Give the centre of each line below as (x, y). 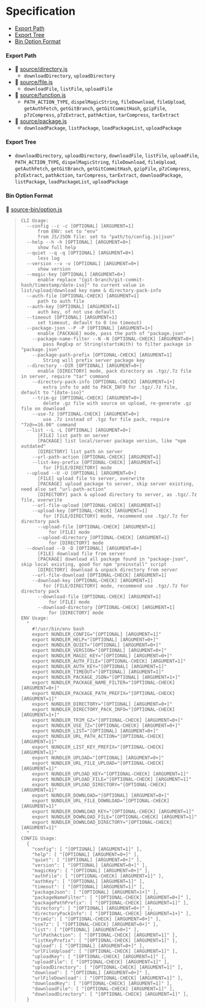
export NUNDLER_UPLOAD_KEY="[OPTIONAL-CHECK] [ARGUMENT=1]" (110, 774)
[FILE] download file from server (81, 554)
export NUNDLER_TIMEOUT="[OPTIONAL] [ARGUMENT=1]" (98, 672)
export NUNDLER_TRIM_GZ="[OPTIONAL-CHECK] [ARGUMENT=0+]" (108, 720)
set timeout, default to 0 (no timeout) (90, 323)
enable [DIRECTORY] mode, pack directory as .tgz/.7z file (114, 371)
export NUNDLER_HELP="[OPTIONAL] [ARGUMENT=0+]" (95, 640)
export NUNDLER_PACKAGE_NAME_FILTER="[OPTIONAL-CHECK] (104, 683)
